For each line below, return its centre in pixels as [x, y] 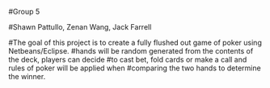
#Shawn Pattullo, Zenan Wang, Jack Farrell [80, 27]
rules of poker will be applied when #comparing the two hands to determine [135, 68]
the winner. [27, 76]
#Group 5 [24, 12]
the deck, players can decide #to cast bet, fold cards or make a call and [128, 60]
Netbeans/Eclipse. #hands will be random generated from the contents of [131, 51]
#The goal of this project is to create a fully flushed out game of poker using [135, 42]
